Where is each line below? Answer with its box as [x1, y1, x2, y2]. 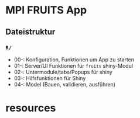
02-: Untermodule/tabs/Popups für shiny [13, 68, 112, 75]
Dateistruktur [5, 27, 56, 37]
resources [5, 102, 56, 114]
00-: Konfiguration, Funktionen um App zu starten [13, 56, 135, 63]
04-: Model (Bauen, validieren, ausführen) [13, 81, 115, 88]
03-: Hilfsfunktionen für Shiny [13, 74, 86, 82]
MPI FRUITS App [5, 4, 87, 17]
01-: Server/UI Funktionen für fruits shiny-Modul [13, 62, 133, 69]
